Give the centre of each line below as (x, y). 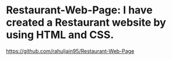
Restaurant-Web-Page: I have (79, 10)
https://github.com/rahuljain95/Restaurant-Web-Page (70, 51)
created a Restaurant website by (86, 22)
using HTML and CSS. (60, 35)
